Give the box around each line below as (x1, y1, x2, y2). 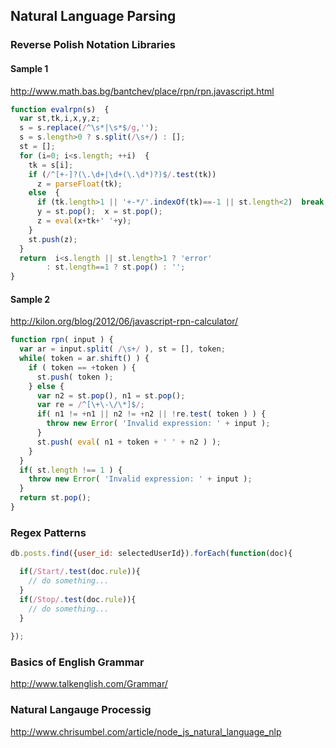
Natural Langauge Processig (10, 703, 152, 717)
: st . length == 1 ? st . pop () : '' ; (46, 262, 186, 273)
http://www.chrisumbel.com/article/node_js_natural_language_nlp (10, 725, 282, 738)
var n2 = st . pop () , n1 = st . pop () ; (36, 390, 186, 401)
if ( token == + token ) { (28, 362, 137, 373)
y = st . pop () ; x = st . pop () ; (36, 207, 163, 217)
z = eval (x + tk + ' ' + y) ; (36, 216, 132, 226)
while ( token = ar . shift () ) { (19, 354, 150, 364)
